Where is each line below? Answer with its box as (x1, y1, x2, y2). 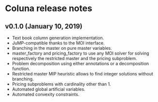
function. (12, 66, 31, 72)
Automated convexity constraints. (12, 91, 79, 97)
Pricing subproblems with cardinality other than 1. (12, 81, 111, 87)
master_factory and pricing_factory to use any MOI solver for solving (12, 50, 149, 56)
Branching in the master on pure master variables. (12, 45, 112, 51)
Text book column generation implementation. (12, 35, 104, 41)
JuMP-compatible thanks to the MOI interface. (12, 40, 105, 46)
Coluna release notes (5, 3, 93, 14)
